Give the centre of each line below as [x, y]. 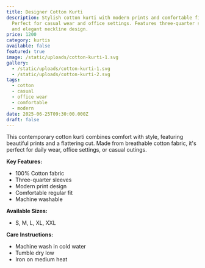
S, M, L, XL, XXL [35, 223]
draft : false [23, 119]
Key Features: [24, 161]
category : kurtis [28, 40]
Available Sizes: [27, 211]
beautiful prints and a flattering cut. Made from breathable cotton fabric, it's [101, 143]
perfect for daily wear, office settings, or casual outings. [77, 150]
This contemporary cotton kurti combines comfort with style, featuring [95, 137]
